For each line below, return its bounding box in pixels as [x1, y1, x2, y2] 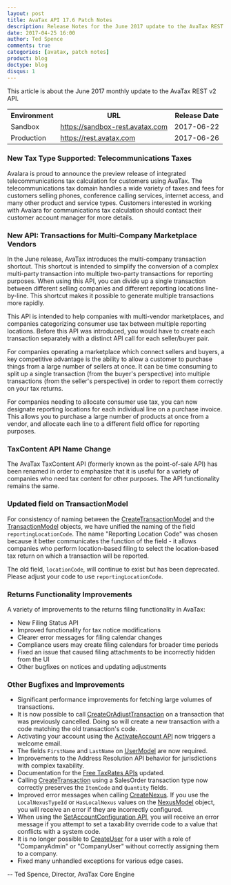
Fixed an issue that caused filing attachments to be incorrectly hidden [17, 648, 216, 656]
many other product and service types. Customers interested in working [7, 198, 212, 207]
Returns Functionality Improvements [7, 590, 132, 599]
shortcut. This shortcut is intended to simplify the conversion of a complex [7, 262, 219, 271]
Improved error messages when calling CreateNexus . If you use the [17, 791, 209, 799]
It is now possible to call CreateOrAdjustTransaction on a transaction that [17, 710, 225, 719]
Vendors [7, 239, 37, 249]
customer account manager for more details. [7, 213, 134, 222]
